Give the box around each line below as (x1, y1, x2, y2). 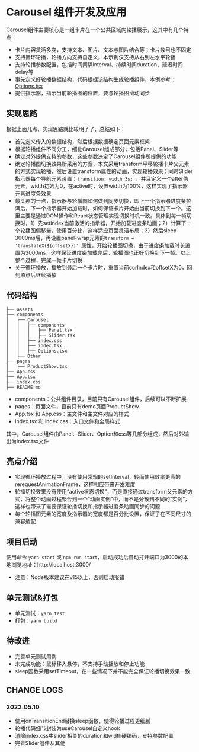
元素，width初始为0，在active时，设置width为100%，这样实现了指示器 (14, 182, 188, 190)
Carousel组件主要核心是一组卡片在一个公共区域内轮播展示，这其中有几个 (6, 26, 184, 33)
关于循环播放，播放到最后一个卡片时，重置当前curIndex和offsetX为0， (14, 264, 188, 271)
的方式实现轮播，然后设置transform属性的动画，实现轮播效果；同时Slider (14, 167, 193, 175)
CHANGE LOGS (6, 685, 63, 695)
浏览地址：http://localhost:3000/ (11, 561, 91, 568)
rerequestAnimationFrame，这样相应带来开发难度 (14, 481, 136, 488)
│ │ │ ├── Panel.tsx (6, 327, 73, 333)
